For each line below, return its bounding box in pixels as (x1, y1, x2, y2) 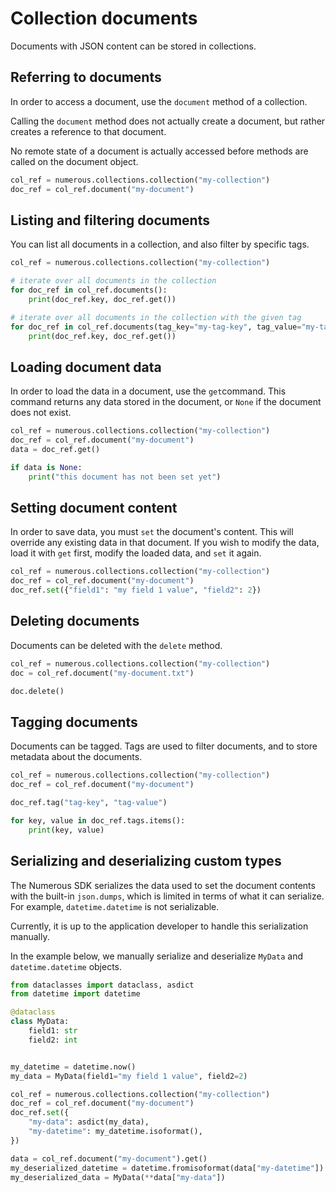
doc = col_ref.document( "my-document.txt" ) (10, 668, 195, 678)
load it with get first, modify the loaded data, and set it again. (10, 547, 262, 559)
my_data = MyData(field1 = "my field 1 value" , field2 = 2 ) (10, 1071, 248, 1081)
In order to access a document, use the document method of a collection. (10, 95, 308, 107)
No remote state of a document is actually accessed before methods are (10, 145, 309, 157)
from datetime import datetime (10, 989, 141, 999)
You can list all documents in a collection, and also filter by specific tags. (10, 238, 310, 251)
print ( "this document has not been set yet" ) (28, 472, 222, 482)
